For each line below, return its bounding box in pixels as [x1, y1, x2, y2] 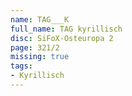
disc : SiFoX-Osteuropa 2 [10, 33, 114, 43]
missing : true [10, 52, 70, 62]
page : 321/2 [10, 42, 60, 53]
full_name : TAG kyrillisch [10, 24, 123, 34]
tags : [10, 61, 33, 71]
